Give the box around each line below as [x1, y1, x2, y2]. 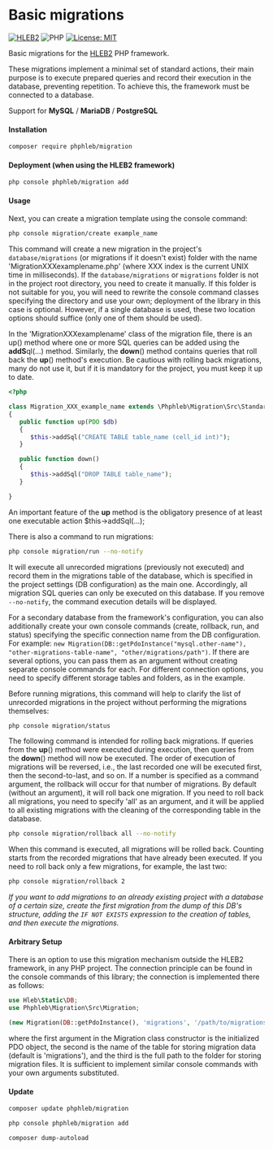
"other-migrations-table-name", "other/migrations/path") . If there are [8, 646, 249, 656]
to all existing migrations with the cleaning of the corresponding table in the [8, 805, 262, 815]
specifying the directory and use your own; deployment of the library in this [8, 296, 262, 306]
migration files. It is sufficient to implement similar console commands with [8, 1060, 258, 1068]
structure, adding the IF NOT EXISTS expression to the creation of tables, [8, 909, 252, 920]
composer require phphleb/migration [8, 142, 132, 151]
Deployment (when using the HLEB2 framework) [8, 160, 175, 170]
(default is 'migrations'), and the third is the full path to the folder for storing [8, 1051, 262, 1060]
